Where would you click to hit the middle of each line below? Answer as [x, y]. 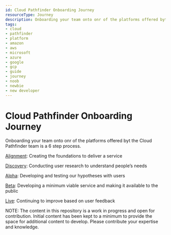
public [12, 191]
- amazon [15, 43]
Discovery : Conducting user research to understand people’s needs [76, 166]
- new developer [22, 90]
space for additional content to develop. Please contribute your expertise [82, 222]
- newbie [15, 86]
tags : [11, 24]
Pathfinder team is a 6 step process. [43, 146]
